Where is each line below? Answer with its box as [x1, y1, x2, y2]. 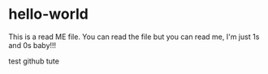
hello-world [8, 5, 89, 24]
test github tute [8, 56, 59, 66]
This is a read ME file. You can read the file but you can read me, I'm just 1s [8, 32, 260, 41]
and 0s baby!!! [8, 40, 57, 50]
